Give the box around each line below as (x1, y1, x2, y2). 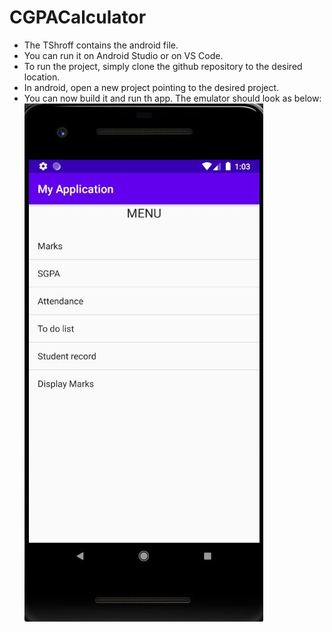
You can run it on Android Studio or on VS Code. (23, 49, 224, 61)
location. (23, 71, 61, 83)
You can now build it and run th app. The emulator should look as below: (23, 92, 322, 104)
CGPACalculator (9, 6, 147, 29)
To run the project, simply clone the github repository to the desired (23, 60, 303, 72)
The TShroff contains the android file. (23, 39, 179, 51)
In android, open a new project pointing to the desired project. (23, 81, 280, 93)
